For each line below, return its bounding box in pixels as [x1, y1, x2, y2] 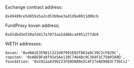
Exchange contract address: [5, 4, 63, 10]
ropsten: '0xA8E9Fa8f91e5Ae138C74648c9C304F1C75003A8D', [5, 55, 126, 60]
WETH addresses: [5, 41, 42, 47]
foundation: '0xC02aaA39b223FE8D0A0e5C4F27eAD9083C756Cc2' [5, 59, 130, 64]
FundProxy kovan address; [5, 22, 60, 28]
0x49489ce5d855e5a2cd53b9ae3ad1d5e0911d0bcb [5, 14, 99, 19]
